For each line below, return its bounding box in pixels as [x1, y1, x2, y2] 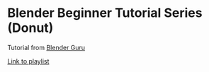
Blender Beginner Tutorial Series [7, 5, 203, 21]
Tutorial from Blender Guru [7, 43, 86, 52]
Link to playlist [7, 56, 50, 65]
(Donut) [7, 20, 54, 36]
